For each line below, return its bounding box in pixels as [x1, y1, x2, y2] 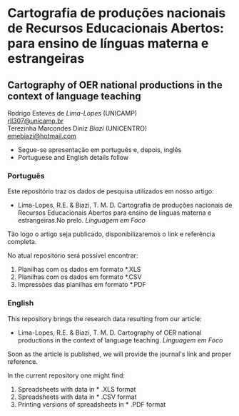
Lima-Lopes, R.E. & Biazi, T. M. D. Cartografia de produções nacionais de [17, 201, 233, 210]
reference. [7, 357, 38, 365]
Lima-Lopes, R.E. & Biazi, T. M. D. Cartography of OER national [17, 328, 202, 337]
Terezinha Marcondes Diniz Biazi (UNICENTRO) [7, 124, 148, 133]
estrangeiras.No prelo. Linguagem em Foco [17, 216, 146, 225]
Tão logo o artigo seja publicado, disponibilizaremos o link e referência [7, 230, 215, 238]
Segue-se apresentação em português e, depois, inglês [17, 146, 182, 154]
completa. [7, 238, 37, 246]
